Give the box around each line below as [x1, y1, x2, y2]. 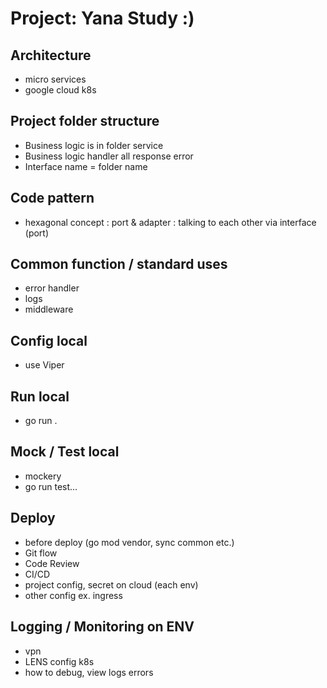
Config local [10, 332, 88, 349]
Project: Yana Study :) [10, 7, 195, 30]
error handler [24, 282, 80, 294]
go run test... [24, 480, 78, 492]
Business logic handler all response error [24, 150, 194, 162]
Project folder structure [10, 113, 160, 130]
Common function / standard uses [10, 256, 228, 273]
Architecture [10, 47, 92, 64]
